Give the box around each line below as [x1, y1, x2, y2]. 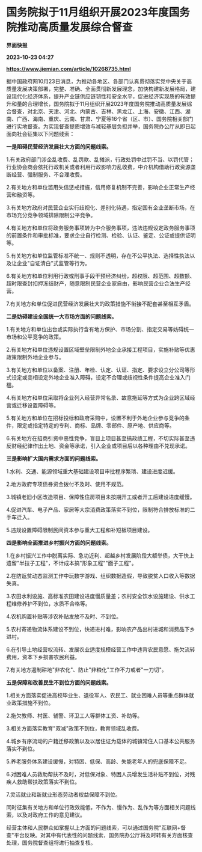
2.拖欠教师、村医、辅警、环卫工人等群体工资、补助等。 [6, 712, 143, 719]
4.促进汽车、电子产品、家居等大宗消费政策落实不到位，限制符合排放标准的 [6, 506, 191, 513]
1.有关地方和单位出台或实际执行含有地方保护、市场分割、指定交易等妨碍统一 [6, 325, 194, 333]
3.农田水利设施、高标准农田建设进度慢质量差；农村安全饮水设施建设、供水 [6, 592, 191, 599]
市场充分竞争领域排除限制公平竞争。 [6, 211, 96, 218]
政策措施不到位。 [11, 699, 54, 706]
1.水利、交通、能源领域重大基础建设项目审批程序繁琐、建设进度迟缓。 [6, 467, 179, 475]
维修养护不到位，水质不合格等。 [11, 599, 91, 607]
